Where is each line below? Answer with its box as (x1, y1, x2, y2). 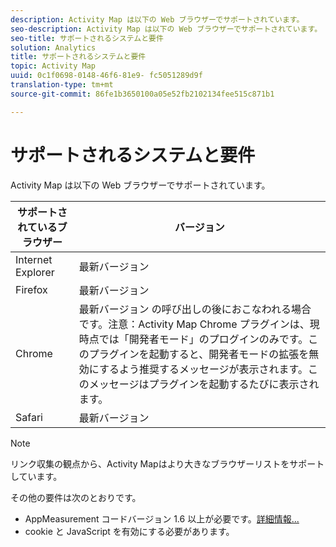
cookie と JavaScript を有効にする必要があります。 (24, 525, 235, 537)
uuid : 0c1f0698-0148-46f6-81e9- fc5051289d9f (10, 71, 203, 81)
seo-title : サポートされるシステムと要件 (10, 33, 164, 43)
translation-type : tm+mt (10, 80, 114, 90)
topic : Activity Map (10, 61, 97, 71)
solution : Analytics (10, 42, 97, 53)
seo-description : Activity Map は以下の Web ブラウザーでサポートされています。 (10, 24, 323, 34)
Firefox (15, 282, 48, 296)
